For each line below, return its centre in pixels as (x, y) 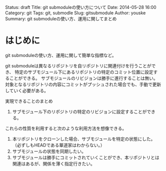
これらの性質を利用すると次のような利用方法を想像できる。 (66, 128)
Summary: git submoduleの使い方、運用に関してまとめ (61, 19)
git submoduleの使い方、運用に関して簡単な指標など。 (61, 55)
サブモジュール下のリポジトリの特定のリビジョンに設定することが (80, 112)
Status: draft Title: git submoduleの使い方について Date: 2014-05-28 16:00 (81, 7)
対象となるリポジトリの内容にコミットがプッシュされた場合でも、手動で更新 (83, 84)
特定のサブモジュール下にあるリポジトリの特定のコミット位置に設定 (84, 72)
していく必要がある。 (27, 90)
